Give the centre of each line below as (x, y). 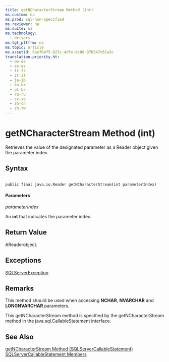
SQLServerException (27, 272)
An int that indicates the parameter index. (48, 216)
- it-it (18, 76)
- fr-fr (18, 71)
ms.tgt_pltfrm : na (24, 43)
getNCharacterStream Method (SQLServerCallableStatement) (69, 349)
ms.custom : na (20, 15)
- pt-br (18, 89)
